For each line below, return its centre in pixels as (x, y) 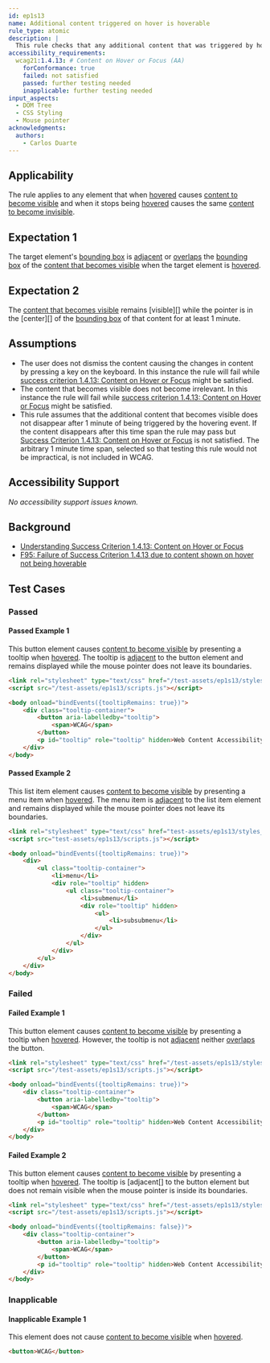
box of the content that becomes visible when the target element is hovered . (135, 266)
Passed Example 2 (39, 773)
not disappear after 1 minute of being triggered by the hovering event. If (138, 422)
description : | (34, 38)
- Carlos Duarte (50, 143)
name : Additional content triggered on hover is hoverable (109, 23)
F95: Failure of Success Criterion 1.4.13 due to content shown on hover (137, 555)
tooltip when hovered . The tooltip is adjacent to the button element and (126, 657)
